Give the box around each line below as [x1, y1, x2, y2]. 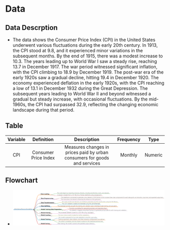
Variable [7, 137, 26, 143]
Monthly [120, 152, 138, 158]
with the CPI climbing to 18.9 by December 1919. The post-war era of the [12, 69, 164, 75]
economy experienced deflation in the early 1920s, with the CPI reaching [12, 80, 164, 86]
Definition [32, 137, 54, 143]
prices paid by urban [65, 149, 109, 155]
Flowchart [5, 176, 38, 185]
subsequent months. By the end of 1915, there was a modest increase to [12, 53, 163, 59]
